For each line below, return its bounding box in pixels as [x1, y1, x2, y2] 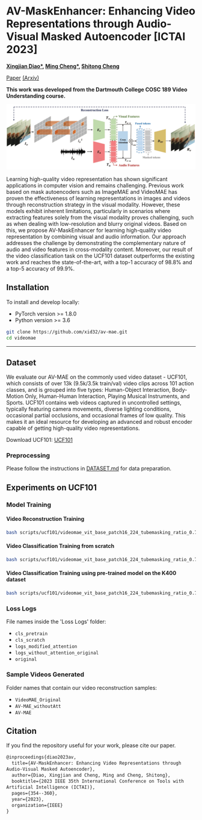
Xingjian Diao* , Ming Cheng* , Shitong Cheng [6, 62, 120, 70]
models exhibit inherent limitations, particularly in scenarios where [6, 207, 170, 214]
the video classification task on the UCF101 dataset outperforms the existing [6, 252, 195, 259]
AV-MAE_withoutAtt [14, 703, 61, 709]
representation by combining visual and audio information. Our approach [6, 233, 186, 240]
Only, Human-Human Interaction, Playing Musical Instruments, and [25, 393, 191, 400]
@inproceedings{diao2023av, [6, 754, 77, 760]
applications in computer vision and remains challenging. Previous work [6, 182, 185, 189]
